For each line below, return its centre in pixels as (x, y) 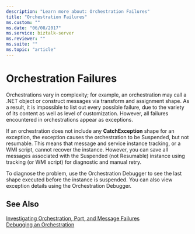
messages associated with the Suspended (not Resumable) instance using (95, 156)
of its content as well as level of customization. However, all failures (87, 113)
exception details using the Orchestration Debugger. (69, 185)
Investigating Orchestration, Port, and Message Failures (73, 218)
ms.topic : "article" (31, 50)
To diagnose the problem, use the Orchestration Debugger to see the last (94, 173)
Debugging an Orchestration (40, 224)
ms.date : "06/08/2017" (34, 28)
